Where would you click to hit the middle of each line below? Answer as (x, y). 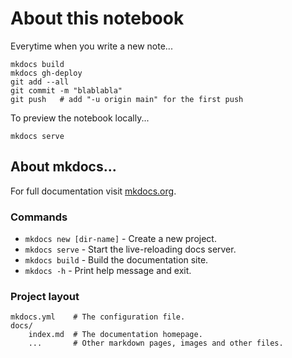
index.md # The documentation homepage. (115, 335)
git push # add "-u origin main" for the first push (127, 99)
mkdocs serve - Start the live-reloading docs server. (130, 249)
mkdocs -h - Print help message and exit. (108, 271)
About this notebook (97, 18)
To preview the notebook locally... (80, 118)
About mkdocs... (63, 167)
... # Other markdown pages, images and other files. (156, 343)
